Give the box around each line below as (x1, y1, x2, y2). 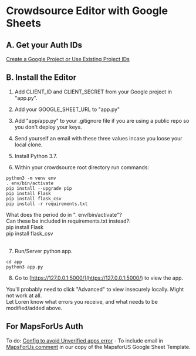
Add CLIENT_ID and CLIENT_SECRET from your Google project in (14, 88, 172, 95)
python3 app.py (6, 264, 43, 270)
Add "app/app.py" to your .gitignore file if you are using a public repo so (14, 117, 190, 124)
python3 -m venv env (6, 175, 57, 181)
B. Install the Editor (6, 72, 77, 83)
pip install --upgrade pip (6, 185, 72, 192)
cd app (6, 258, 22, 265)
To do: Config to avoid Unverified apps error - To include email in (6, 337, 163, 344)
